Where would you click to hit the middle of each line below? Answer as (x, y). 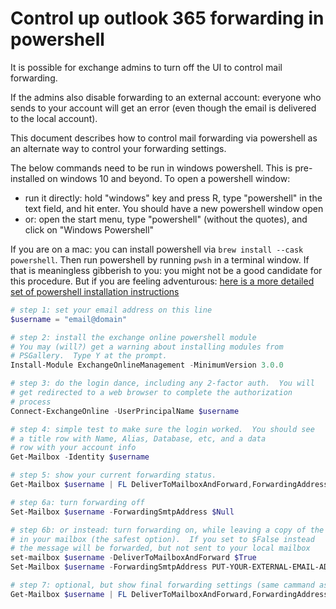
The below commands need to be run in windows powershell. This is (151, 168)
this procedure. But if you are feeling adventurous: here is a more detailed (162, 281)
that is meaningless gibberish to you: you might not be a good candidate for (166, 270)
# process (31, 402)
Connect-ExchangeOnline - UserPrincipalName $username (125, 411)
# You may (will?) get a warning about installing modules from (147, 347)
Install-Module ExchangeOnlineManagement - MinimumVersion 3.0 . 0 (147, 365)
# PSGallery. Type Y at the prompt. (89, 356)
